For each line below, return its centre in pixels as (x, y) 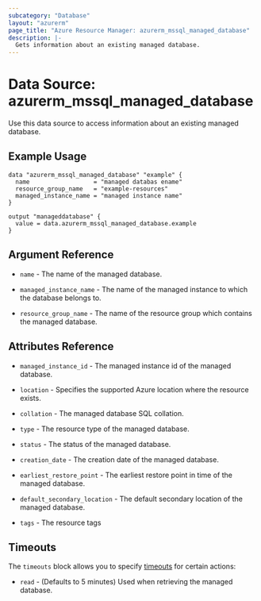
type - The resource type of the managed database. (105, 429)
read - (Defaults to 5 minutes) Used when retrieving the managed (126, 582)
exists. (30, 398)
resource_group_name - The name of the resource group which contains (136, 313)
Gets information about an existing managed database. (108, 45)
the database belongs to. (60, 298)
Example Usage (48, 157)
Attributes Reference (61, 347)
